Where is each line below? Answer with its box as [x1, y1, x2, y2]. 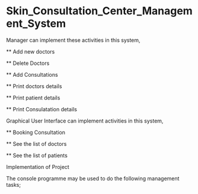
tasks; [6, 181, 21, 188]
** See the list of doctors [6, 140, 67, 147]
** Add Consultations [6, 71, 58, 78]
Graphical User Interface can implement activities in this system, [6, 117, 164, 124]
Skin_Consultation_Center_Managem [6, 4, 193, 18]
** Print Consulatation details [6, 105, 77, 112]
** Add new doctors [6, 48, 55, 55]
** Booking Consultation [6, 129, 66, 136]
